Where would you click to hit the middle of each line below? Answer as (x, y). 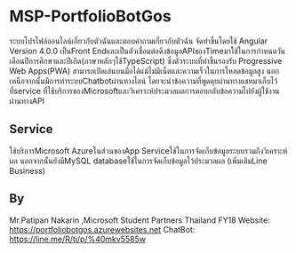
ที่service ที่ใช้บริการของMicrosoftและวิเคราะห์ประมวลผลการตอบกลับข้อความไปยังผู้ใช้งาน (144, 91)
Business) (28, 170)
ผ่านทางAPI (27, 100)
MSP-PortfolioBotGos (90, 16)
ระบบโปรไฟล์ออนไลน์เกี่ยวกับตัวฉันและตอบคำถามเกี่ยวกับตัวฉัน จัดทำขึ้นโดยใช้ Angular (139, 41)
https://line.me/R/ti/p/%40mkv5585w (78, 239)
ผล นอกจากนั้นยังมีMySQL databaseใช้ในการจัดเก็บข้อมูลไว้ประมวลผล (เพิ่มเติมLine (139, 161)
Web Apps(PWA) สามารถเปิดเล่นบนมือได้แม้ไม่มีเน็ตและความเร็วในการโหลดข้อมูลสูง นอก (144, 71)
